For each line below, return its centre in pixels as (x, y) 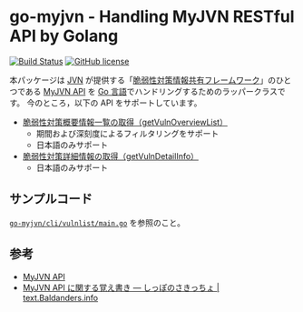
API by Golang (64, 36)
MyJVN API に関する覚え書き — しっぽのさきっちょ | (121, 287)
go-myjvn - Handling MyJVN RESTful (152, 17)
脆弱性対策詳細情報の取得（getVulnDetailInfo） (111, 156)
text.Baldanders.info (60, 297)
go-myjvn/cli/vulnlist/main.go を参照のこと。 (98, 222)
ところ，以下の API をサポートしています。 (122, 103)
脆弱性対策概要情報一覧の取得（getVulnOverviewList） (125, 122)
